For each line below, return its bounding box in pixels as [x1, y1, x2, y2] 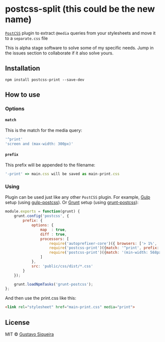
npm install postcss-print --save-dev [5, 77, 84, 82]
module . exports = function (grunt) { [5, 209, 80, 214]
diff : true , [40, 232, 67, 237]
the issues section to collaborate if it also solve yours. [5, 50, 114, 56]
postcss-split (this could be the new [5, 3, 155, 15]
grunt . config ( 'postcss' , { [14, 213, 69, 219]
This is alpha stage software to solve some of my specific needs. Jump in [5, 45, 154, 51]
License [5, 318, 30, 327]
